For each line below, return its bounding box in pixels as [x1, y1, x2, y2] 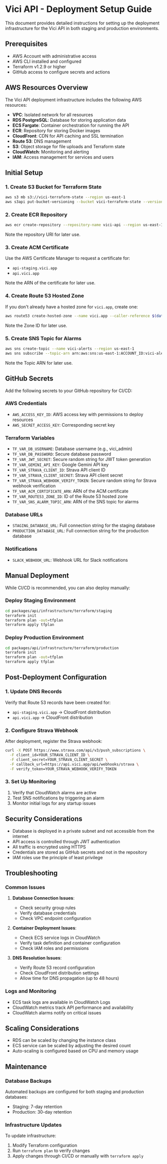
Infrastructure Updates [5, 1121, 62, 1128]
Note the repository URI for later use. [5, 232, 81, 237]
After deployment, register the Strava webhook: [5, 738, 103, 744]
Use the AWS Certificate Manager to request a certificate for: [5, 255, 130, 261]
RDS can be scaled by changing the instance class [12, 1037, 116, 1043]
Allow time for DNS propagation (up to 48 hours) [19, 975, 119, 981]
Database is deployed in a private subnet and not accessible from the [12, 828, 155, 834]
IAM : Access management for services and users [12, 154, 114, 160]
